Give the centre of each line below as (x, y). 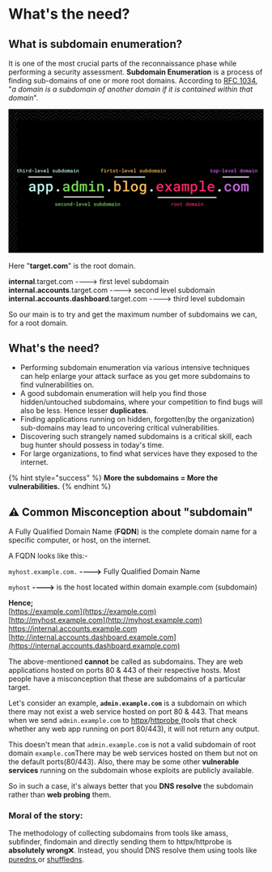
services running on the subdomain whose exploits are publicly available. (131, 771)
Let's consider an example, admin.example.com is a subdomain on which (127, 703)
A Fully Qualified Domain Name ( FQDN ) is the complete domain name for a (133, 532)
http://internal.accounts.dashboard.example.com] (93, 637)
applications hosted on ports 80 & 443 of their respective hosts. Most (124, 670)
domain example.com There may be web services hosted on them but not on (133, 753)
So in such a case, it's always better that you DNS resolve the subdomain (131, 786)
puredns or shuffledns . (47, 860)
